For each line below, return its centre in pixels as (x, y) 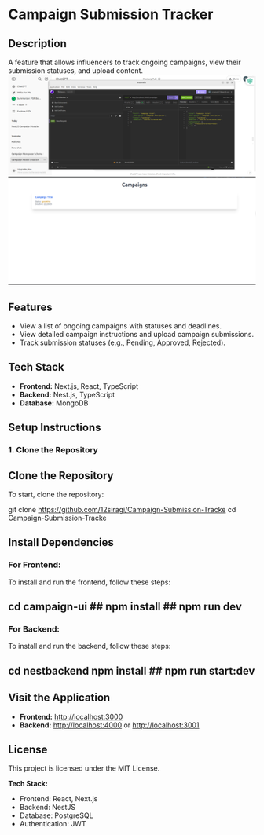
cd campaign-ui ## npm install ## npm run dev (125, 607)
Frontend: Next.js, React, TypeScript (79, 386)
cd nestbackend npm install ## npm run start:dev (132, 670)
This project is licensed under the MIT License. (84, 768)
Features (30, 307)
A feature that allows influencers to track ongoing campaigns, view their (125, 62)
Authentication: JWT (53, 824)
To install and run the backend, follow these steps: (90, 646)
